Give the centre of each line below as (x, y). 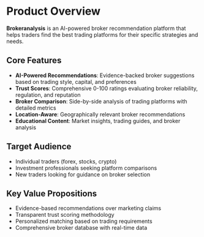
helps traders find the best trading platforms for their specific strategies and (102, 34)
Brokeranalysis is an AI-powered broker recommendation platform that (96, 28)
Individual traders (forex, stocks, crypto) (66, 161)
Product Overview (54, 11)
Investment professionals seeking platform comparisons (86, 168)
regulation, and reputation (48, 95)
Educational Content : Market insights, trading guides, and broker (98, 121)
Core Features (34, 60)
